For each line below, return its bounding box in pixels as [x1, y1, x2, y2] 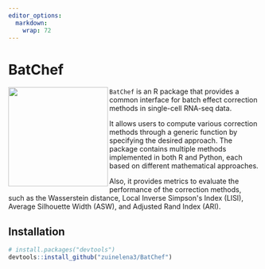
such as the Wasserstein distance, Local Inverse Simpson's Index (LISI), [8, 194, 244, 203]
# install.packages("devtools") [8, 246, 115, 254]
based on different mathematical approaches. [109, 161, 259, 171]
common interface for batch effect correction [109, 95, 258, 105]
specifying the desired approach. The [109, 136, 233, 145]
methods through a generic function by [109, 128, 238, 137]
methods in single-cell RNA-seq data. [109, 104, 232, 113]
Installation [8, 225, 65, 238]
